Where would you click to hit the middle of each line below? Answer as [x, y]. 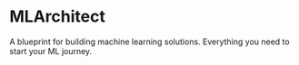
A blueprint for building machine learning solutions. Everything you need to [149, 42]
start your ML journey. [51, 51]
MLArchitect [58, 17]
